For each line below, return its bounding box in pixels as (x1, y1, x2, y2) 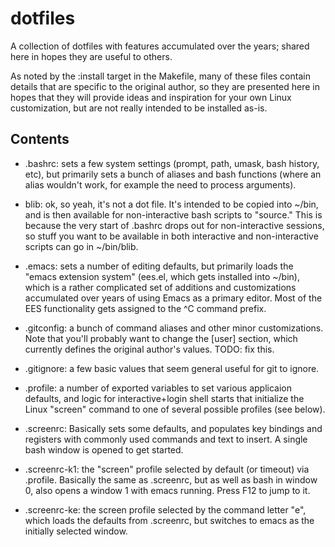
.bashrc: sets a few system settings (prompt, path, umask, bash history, (24, 157, 320, 169)
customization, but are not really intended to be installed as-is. (10, 102, 268, 114)
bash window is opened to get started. (24, 443, 184, 456)
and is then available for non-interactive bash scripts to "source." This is (24, 208, 323, 221)
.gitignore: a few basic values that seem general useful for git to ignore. (24, 362, 320, 374)
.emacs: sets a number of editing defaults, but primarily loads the (24, 260, 294, 272)
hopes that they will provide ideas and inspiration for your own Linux (10, 91, 292, 103)
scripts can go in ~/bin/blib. (24, 240, 139, 252)
